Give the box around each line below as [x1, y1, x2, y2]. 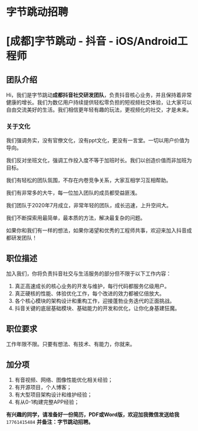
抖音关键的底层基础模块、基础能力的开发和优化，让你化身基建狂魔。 [14, 305, 180, 312]
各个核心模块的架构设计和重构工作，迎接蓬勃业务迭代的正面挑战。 [14, 298, 175, 305]
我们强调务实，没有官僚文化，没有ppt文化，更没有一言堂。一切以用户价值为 [6, 137, 190, 144]
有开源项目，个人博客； [14, 383, 72, 390]
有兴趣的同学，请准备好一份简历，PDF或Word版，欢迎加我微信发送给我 [6, 411, 180, 418]
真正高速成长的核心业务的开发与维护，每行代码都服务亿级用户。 [14, 283, 170, 290]
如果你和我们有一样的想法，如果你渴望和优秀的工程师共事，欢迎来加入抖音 [6, 227, 187, 234]
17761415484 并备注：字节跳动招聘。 [6, 418, 94, 425]
